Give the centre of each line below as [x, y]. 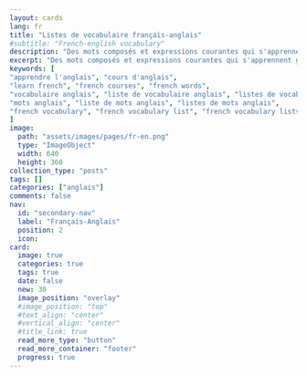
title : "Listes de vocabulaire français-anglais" [106, 35]
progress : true [47, 357]
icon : [28, 238]
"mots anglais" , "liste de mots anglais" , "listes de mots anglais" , [145, 103]
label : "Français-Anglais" [69, 221]
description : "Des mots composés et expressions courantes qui [132, 52]
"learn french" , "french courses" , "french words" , [110, 86]
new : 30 [32, 289]
